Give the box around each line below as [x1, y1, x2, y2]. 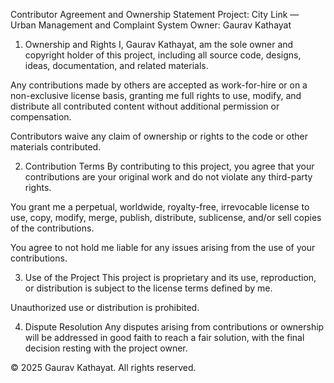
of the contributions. [10, 222, 95, 234]
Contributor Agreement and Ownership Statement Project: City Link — [10, 9, 300, 20]
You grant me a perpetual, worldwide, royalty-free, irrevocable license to [10, 201, 310, 213]
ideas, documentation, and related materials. [24, 60, 209, 71]
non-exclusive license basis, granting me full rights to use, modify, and [10, 90, 302, 101]
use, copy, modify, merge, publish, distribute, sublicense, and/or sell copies [10, 212, 322, 223]
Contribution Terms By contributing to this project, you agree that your [24, 160, 315, 172]
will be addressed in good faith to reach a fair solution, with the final [24, 332, 305, 343]
